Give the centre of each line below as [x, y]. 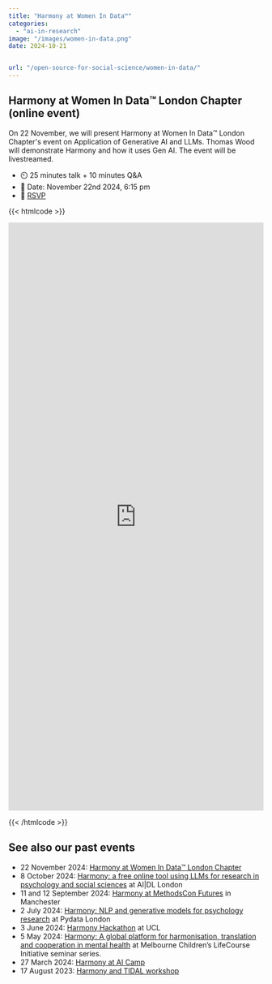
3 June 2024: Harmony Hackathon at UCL [90, 927]
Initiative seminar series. [61, 953]
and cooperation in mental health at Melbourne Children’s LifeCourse [135, 945]
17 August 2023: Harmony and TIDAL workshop [100, 970]
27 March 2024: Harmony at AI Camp [83, 962]
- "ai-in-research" [49, 31]
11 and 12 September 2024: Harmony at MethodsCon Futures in [125, 893]
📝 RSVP [33, 195]
